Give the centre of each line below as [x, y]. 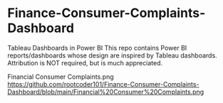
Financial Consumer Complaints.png [61, 77]
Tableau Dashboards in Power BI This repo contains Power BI [97, 48]
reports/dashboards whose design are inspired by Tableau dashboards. [112, 55]
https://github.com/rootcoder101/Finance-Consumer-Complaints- [103, 84]
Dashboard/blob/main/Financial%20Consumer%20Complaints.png [106, 92]
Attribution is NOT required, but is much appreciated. [85, 63]
